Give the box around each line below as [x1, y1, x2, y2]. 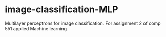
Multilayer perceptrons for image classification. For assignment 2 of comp [5, 20, 161, 26]
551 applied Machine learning [5, 25, 67, 31]
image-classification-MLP [5, 4, 118, 15]
